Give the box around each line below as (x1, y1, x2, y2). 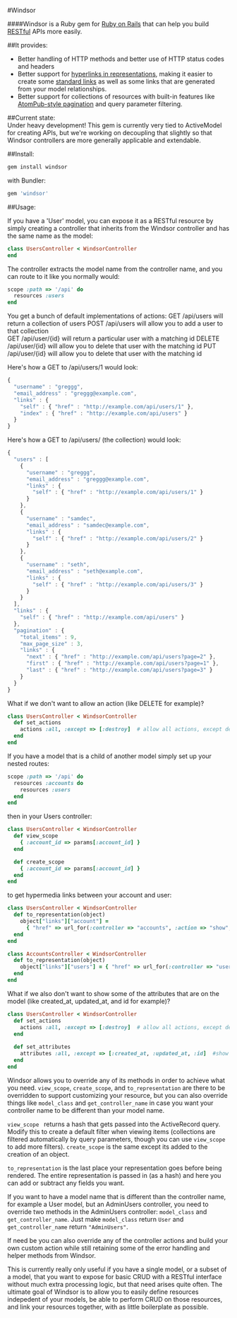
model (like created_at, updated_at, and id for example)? (7, 997, 171, 1005)
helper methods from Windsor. (7, 1251, 97, 1259)
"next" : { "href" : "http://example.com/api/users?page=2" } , (25, 653, 217, 660)
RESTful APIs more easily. (7, 28, 83, 35)
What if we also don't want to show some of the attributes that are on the (7, 989, 220, 997)
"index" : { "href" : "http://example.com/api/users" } (20, 410, 188, 417)
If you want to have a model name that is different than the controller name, (7, 1192, 226, 1200)
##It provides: (7, 41, 48, 49)
